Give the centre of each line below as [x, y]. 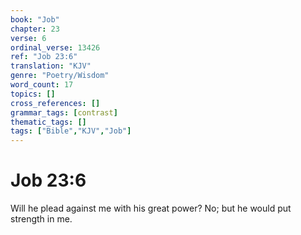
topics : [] [33, 94]
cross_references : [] [55, 103]
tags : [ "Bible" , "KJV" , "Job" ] [71, 131]
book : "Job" [35, 19]
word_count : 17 [42, 85]
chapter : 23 [35, 29]
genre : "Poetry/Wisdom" [60, 76]
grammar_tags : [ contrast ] [64, 112]
